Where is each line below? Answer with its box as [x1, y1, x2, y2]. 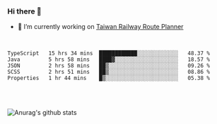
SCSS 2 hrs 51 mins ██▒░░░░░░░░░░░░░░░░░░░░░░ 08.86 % [7, 69, 211, 76]
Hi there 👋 [7, 6, 42, 16]
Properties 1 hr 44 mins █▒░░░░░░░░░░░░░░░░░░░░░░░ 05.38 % [7, 74, 211, 82]
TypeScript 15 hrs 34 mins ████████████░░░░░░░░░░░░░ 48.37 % [7, 50, 211, 57]
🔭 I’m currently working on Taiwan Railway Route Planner [17, 23, 184, 31]
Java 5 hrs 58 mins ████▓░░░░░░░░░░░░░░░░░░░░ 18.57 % [7, 56, 211, 63]
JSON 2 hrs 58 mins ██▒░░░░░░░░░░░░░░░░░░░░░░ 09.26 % [7, 62, 211, 69]
